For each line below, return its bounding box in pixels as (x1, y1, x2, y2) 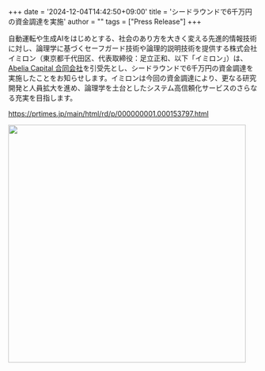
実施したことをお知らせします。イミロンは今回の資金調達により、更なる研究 (8, 74, 257, 82)
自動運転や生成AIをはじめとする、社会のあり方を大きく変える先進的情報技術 (8, 34, 257, 43)
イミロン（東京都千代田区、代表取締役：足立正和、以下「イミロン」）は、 (8, 54, 248, 63)
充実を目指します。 (14, 94, 78, 102)
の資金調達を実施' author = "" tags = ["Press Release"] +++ (8, 17, 202, 26)
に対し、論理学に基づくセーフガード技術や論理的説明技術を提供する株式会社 (8, 44, 258, 53)
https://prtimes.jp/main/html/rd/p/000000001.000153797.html (8, 109, 210, 118)
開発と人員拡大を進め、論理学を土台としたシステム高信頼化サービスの (8, 83, 237, 93)
